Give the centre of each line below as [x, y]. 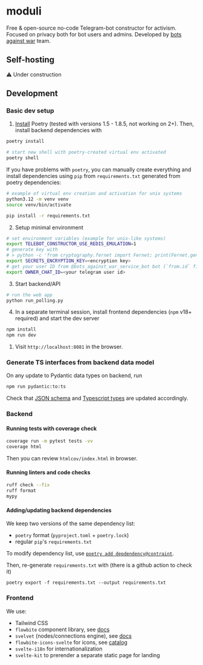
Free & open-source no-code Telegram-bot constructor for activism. [92, 28]
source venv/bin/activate [39, 205]
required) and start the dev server [57, 319]
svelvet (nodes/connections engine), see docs [73, 636]
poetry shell [23, 158]
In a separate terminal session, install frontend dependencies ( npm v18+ [103, 312]
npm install [21, 329]
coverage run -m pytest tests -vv [50, 441]
